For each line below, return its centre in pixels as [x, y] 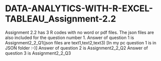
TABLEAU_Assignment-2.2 [61, 19]
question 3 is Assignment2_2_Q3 [38, 53]
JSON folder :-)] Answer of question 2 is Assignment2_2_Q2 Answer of [77, 48]
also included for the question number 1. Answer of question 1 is [70, 38]
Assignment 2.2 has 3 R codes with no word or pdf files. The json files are [80, 32]
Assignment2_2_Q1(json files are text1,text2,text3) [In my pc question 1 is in [81, 42]
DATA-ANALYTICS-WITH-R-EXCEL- [79, 9]
